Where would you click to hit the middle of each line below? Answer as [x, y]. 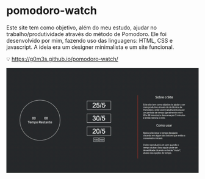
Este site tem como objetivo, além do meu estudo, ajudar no [82, 27]
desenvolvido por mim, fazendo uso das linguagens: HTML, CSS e [89, 40]
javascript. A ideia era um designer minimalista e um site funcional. [90, 47]
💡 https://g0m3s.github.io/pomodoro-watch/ [63, 59]
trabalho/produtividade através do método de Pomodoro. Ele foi [86, 34]
